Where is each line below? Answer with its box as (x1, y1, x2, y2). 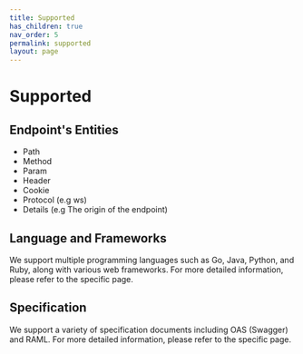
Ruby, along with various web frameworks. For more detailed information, (9, 264, 284, 275)
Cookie (22, 185, 50, 196)
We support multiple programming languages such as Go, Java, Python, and (9, 254, 295, 265)
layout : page (9, 47, 59, 56)
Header (22, 175, 52, 186)
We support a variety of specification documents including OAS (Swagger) (9, 324, 288, 335)
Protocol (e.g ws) (22, 194, 88, 205)
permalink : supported (9, 38, 92, 48)
